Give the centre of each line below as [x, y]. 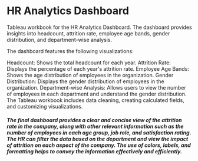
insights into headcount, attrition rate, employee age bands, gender [88, 33]
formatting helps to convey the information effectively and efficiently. [94, 151]
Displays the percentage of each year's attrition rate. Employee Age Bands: [98, 68]
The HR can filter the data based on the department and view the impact [98, 139]
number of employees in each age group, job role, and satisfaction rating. [99, 132]
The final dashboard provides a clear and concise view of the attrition [94, 120]
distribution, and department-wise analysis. [60, 40]
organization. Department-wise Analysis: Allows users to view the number [96, 87]
